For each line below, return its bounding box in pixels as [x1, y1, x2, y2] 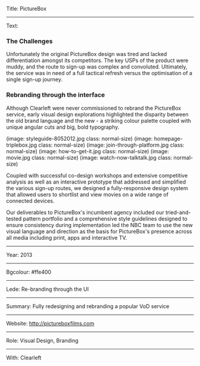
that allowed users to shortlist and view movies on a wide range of [6, 191, 168, 198]
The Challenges [6, 37, 53, 45]
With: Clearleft [6, 354, 42, 361]
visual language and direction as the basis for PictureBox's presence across [6, 228, 192, 235]
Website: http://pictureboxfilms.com [6, 320, 95, 327]
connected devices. [6, 197, 55, 204]
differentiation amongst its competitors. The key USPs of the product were [6, 57, 189, 64]
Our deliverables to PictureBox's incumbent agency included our [6, 209, 165, 216]
